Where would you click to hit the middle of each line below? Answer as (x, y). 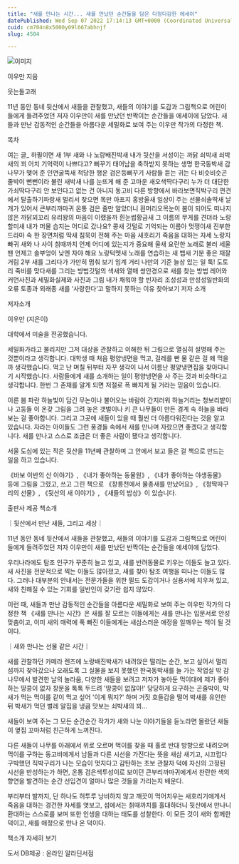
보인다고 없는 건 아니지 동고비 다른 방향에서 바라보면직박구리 (134, 190)
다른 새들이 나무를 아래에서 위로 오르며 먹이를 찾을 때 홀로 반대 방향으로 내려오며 (118, 746)
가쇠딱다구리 (25, 190)
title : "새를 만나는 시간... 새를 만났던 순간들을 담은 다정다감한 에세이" (102, 14)
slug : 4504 (23, 34)
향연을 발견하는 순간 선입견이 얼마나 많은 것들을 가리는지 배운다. (96, 781)
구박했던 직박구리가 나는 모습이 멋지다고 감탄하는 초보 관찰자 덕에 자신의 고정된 (117, 763)
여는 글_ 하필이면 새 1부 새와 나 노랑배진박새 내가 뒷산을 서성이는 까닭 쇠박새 (112, 155)
